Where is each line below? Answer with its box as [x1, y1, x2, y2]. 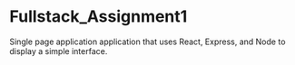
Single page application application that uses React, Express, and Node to [9, 36, 286, 47]
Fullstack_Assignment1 [9, 6, 188, 27]
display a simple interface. [9, 45, 108, 56]
